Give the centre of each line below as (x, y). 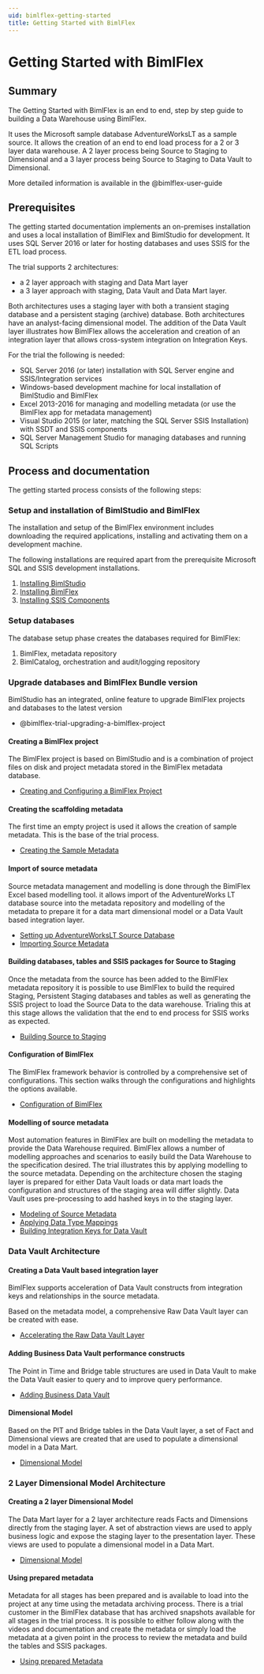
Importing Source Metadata (64, 943)
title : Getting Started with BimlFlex (72, 23)
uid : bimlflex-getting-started (59, 15)
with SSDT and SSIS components (73, 429)
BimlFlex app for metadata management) (86, 413)
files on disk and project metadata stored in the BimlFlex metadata (115, 767)
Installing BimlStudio (53, 584)
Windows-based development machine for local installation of (120, 387)
